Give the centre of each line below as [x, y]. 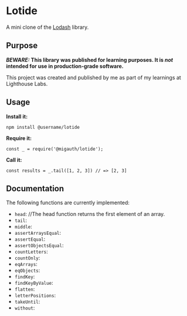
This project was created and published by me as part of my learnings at [94, 77]
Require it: [19, 138]
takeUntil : [27, 302]
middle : [23, 227]
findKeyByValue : [34, 283]
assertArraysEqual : [38, 233]
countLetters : [31, 252]
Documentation [35, 189]
